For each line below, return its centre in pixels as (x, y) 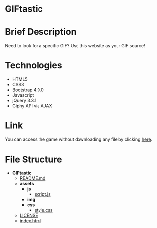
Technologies (34, 66)
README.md (33, 178)
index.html (30, 220)
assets (27, 183)
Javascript (23, 95)
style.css (43, 210)
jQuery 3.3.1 (24, 101)
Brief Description (41, 32)
